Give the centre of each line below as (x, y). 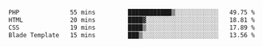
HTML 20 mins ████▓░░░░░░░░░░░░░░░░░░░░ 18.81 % (131, 20)
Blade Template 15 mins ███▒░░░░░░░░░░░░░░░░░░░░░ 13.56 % (131, 35)
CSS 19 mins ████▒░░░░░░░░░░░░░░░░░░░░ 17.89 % (131, 28)
